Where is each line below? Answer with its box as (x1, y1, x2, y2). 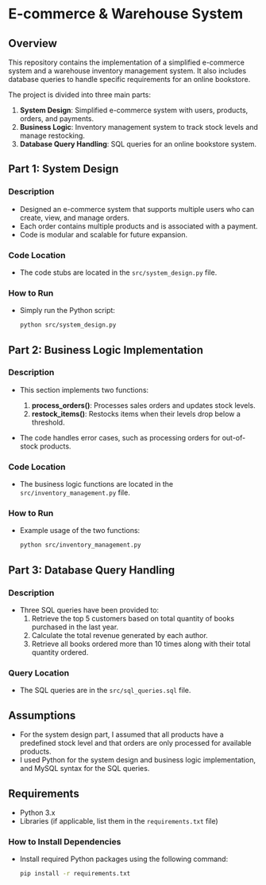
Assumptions (8, 708, 76, 722)
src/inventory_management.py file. (19, 488, 131, 498)
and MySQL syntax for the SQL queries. (19, 764, 150, 773)
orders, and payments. (19, 114, 94, 123)
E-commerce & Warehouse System (8, 5, 244, 23)
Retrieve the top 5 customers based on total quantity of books (31, 614, 235, 623)
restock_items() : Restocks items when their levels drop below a (31, 409, 241, 418)
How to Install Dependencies (8, 836, 121, 847)
